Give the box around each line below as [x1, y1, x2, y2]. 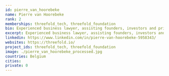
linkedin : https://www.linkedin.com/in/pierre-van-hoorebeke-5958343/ [5, 35, 156, 40]
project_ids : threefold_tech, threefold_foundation [5, 44, 116, 49]
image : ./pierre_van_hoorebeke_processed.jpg [5, 49, 102, 54]
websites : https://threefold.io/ [5, 40, 75, 45]
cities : [5, 58, 22, 63]
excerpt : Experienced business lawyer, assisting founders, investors [5, 30, 156, 35]
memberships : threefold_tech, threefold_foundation [5, 21, 116, 26]
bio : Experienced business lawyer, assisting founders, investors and [5, 26, 156, 31]
